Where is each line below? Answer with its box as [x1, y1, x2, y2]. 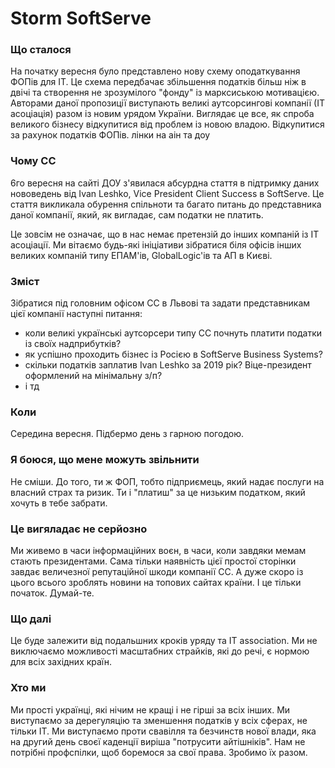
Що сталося [10, 43, 72, 57]
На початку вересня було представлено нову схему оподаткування [10, 65, 301, 77]
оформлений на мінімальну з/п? [24, 370, 163, 382]
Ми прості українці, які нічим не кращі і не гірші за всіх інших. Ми [10, 703, 291, 716]
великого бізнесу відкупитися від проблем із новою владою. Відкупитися [10, 118, 325, 131]
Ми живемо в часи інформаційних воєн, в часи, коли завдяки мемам [10, 544, 307, 556]
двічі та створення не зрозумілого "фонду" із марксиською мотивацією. [10, 87, 320, 99]
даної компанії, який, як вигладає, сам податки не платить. [10, 208, 264, 221]
